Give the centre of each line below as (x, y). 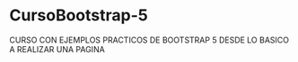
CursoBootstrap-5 (79, 15)
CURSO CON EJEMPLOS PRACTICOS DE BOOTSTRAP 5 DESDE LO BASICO (149, 40)
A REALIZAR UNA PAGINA (57, 49)
